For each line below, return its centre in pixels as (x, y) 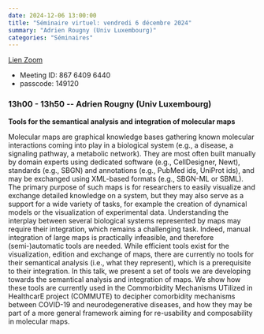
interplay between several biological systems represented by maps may (125, 220)
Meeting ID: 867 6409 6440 (65, 75)
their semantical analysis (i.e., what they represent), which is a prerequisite (130, 262)
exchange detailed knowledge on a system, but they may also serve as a (126, 195)
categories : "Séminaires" (50, 38)
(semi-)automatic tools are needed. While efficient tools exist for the (119, 246)
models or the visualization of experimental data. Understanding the (119, 212)
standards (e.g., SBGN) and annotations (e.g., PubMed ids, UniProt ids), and (131, 170)
